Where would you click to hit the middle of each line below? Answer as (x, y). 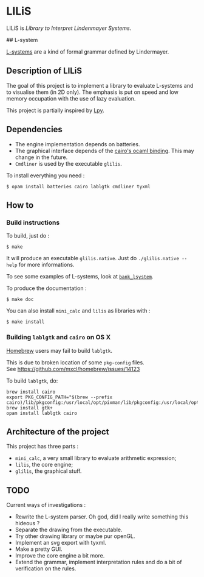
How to (20, 205)
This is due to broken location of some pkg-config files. (75, 362)
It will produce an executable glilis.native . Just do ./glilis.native (93, 258)
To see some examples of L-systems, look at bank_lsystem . (80, 277)
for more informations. (46, 265)
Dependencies (34, 129)
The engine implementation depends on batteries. (77, 144)
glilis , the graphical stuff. (48, 471)
